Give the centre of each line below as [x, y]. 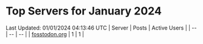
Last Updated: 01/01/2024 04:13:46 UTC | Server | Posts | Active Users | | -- [101, 28]
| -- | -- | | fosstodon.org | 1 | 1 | [45, 34]
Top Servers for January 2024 [84, 11]
